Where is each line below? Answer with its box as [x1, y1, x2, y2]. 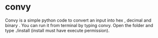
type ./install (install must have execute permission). [5, 27, 110, 33]
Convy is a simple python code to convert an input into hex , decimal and [5, 17, 152, 23]
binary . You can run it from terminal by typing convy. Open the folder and [5, 22, 154, 28]
